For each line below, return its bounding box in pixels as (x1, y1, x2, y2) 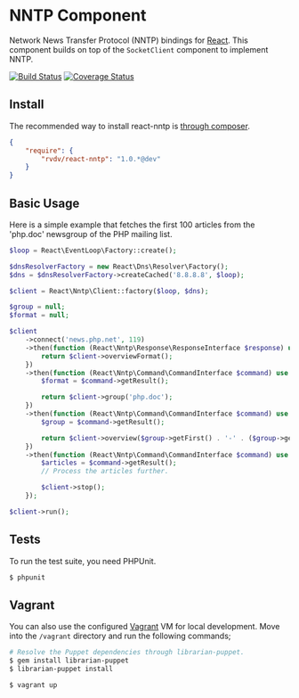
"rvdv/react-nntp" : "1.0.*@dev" (41, 154, 162, 163)
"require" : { (25, 146, 74, 155)
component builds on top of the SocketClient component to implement (9, 44, 269, 54)
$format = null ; (9, 311, 69, 320)
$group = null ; (9, 302, 66, 312)
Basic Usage (9, 195, 80, 210)
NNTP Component (9, 5, 147, 26)
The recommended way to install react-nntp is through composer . (9, 120, 251, 131)
